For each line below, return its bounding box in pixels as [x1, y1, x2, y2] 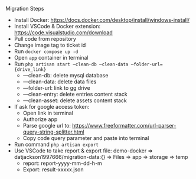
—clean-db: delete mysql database [22, 72, 109, 79]
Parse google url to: [22, 122, 71, 129]
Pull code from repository [14, 35, 76, 42]
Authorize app [22, 116, 58, 123]
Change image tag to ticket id [14, 41, 86, 48]
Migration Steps [5, 5, 44, 12]
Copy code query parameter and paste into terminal [22, 135, 149, 141]
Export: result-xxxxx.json [22, 166, 84, 173]
